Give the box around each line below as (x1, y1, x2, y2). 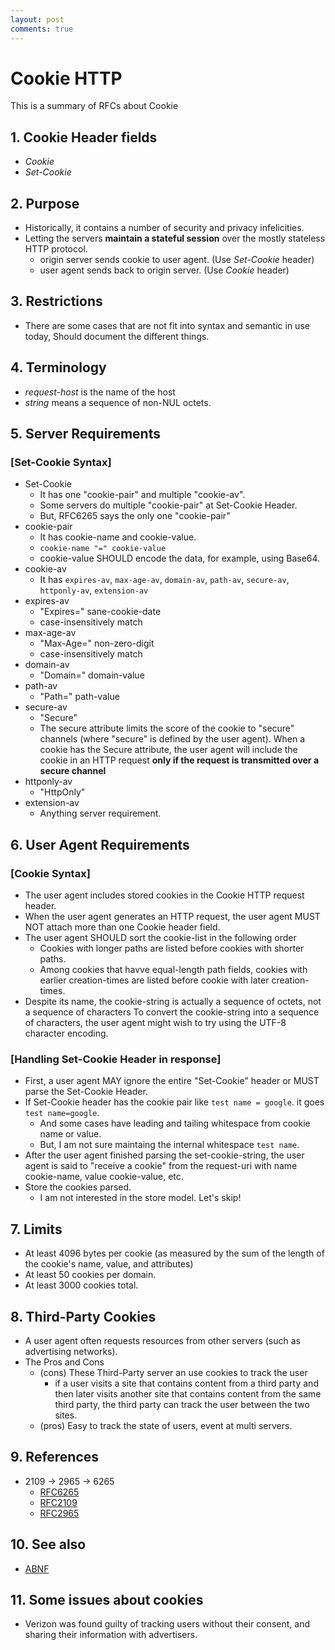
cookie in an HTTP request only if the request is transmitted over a (39, 754, 320, 766)
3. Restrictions (10, 293, 103, 310)
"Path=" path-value (39, 691, 120, 703)
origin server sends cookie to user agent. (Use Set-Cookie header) (39, 254, 315, 266)
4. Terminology (10, 359, 107, 376)
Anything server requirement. (39, 807, 162, 820)
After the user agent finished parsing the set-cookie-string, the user (24, 1149, 305, 1161)
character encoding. (24, 1027, 109, 1040)
